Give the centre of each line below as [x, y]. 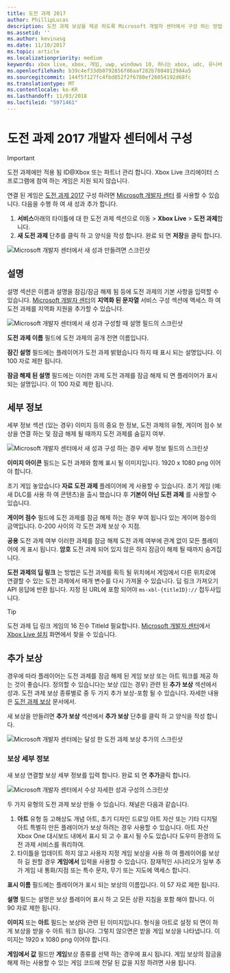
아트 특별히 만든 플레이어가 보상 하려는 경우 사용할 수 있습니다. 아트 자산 [113, 827]
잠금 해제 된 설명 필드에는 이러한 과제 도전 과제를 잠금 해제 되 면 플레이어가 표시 [112, 375]
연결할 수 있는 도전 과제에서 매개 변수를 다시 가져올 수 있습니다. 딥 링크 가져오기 [113, 581]
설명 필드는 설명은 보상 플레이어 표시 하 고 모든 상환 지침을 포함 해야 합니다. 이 [111, 899]
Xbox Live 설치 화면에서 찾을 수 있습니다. [62, 635]
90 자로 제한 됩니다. [34, 907]
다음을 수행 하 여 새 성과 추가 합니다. [70, 203]
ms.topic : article [33, 52]
